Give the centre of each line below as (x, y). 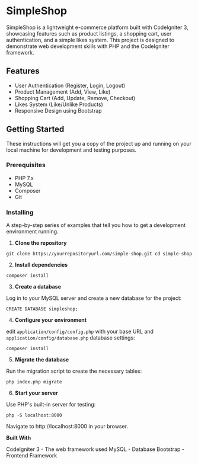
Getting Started (35, 129)
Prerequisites (26, 165)
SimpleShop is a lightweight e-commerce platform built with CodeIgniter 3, (97, 27)
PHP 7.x (24, 178)
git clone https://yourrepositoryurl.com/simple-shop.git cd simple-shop (99, 254)
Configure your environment (51, 320)
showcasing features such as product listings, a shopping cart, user (89, 33)
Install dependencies (41, 265)
